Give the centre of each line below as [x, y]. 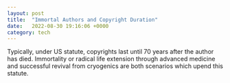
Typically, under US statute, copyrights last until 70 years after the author [111, 52]
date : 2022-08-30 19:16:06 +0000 [58, 26]
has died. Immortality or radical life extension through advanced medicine [111, 59]
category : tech [29, 32]
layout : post [26, 13]
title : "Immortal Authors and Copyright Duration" [82, 20]
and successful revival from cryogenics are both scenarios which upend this [115, 66]
